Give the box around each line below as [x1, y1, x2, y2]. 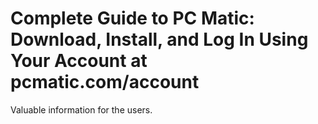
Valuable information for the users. [10, 103, 153, 116]
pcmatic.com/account [10, 71, 200, 94]
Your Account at [10, 50, 148, 72]
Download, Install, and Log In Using [10, 28, 309, 51]
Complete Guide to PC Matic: [10, 7, 255, 30]
